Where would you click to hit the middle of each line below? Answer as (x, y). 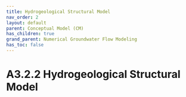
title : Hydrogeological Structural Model (58, 12)
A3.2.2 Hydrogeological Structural (93, 74)
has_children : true (30, 34)
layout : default (26, 23)
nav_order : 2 (22, 17)
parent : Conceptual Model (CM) (45, 28)
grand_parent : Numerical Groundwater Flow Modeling (72, 39)
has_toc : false (25, 45)
